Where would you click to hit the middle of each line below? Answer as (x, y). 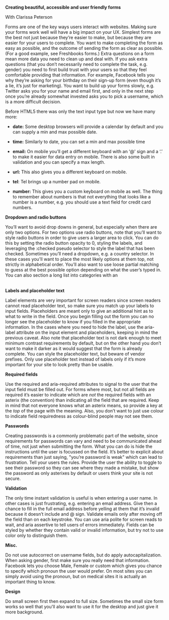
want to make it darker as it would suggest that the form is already (74, 348)
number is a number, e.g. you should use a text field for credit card (81, 202)
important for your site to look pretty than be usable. (59, 364)
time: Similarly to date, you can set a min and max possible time (79, 142)
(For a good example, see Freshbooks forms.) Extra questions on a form (80, 53)
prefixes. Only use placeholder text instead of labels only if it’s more (75, 359)
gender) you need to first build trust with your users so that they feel (76, 70)
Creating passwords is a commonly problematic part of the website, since (82, 436)
